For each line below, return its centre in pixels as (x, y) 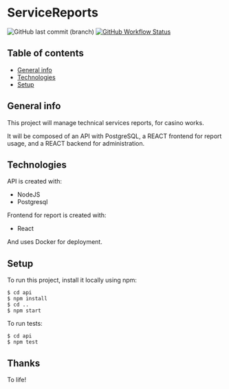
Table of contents (45, 53)
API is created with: (35, 181)
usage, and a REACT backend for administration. (76, 143)
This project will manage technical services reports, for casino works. (106, 122)
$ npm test (23, 342)
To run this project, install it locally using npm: (72, 280)
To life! (17, 380)
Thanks (24, 363)
